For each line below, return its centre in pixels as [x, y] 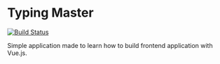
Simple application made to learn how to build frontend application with [110, 45]
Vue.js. [17, 53]
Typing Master [50, 13]
